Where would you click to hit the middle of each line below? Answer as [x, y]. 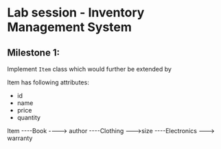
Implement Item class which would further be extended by [89, 69]
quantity [29, 117]
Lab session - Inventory [76, 13]
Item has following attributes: [48, 82]
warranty [20, 138]
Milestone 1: [34, 53]
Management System [70, 27]
